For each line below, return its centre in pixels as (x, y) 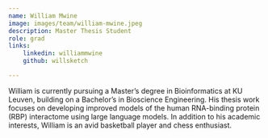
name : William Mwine (43, 16)
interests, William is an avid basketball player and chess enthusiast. (120, 125)
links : (19, 46)
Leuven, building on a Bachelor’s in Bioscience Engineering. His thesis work (134, 99)
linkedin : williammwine (63, 53)
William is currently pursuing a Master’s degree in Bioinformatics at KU (126, 90)
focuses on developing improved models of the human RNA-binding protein (134, 108)
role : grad (27, 38)
